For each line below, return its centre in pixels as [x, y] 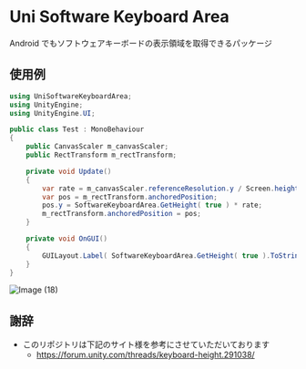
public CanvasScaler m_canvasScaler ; [97, 147]
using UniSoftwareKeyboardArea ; [71, 96]
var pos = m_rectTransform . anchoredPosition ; [130, 197]
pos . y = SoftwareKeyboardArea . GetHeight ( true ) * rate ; [153, 205]
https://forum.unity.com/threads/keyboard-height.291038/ [145, 355]
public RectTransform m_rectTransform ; [102, 155]
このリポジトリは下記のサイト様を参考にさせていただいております [146, 344]
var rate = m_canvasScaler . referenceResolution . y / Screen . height [171, 189]
